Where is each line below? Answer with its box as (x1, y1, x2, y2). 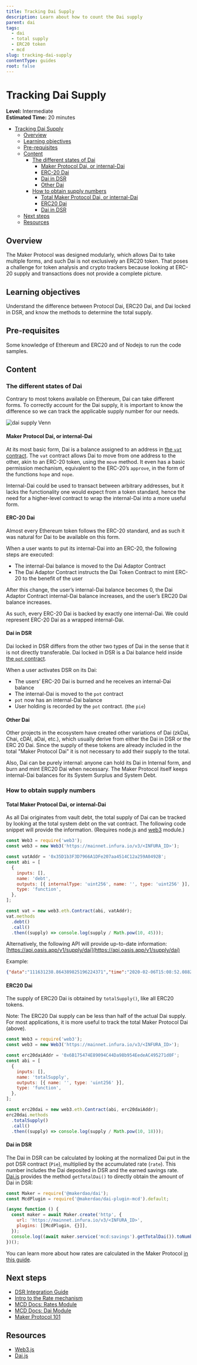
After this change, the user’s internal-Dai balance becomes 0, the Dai (6, 586, 173, 593)
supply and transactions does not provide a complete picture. (13, 270, 162, 277)
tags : (6, 25, 19, 31)
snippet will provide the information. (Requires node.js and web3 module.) (6, 826, 185, 833)
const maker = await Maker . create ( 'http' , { (11, 1212, 122, 1218)
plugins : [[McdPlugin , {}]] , (16, 1223, 88, 1229)
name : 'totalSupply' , (16, 1074, 69, 1080)
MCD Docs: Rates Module (14, 1301, 77, 1308)
